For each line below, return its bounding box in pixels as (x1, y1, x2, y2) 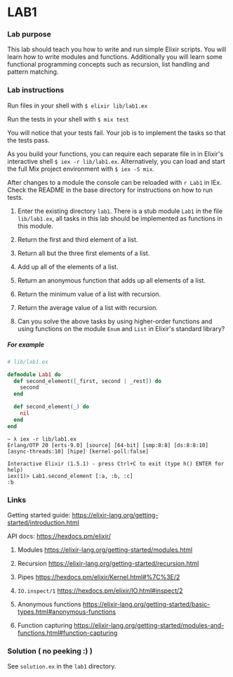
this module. (17, 221, 54, 230)
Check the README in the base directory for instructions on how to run (7, 186, 213, 194)
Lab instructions (7, 85, 65, 95)
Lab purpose (7, 30, 51, 39)
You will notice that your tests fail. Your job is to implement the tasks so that (7, 128, 226, 137)
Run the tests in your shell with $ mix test (7, 115, 130, 123)
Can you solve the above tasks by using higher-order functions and (17, 317, 213, 325)
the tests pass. (7, 136, 51, 144)
